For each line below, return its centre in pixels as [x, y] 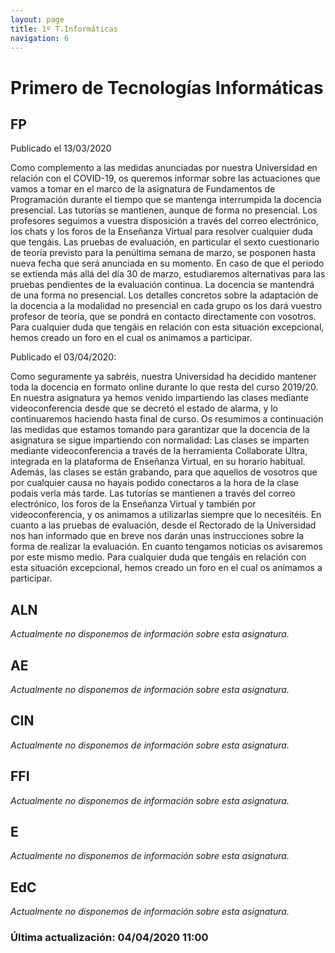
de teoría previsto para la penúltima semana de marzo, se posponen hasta [163, 253]
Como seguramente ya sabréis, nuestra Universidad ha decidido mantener [163, 377]
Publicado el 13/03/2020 [61, 148]
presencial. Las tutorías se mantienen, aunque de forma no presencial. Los [164, 210]
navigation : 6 [40, 38]
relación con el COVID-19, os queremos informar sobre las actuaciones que [165, 178]
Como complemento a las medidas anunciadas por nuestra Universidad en [164, 168]
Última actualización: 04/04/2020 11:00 [109, 938]
